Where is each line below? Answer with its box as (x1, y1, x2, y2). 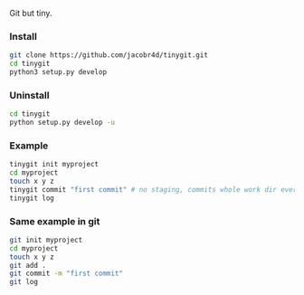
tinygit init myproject (9, 160, 100, 169)
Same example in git (9, 214, 100, 227)
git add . (9, 261, 47, 270)
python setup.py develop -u (9, 118, 116, 128)
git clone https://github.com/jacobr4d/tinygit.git (9, 51, 208, 60)
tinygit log (9, 194, 54, 203)
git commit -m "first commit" (9, 269, 124, 279)
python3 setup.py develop (9, 68, 107, 77)
